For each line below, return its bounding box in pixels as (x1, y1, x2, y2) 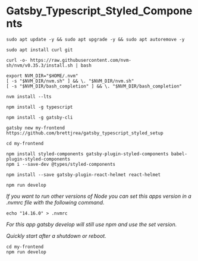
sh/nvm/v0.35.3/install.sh (6, 62, 73, 68)
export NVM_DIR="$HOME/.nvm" (6, 73, 78, 78)
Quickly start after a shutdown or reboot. (6, 232, 106, 239)
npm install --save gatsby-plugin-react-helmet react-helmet (6, 171, 161, 178)
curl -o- (6, 57, 28, 63)
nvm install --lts (6, 93, 52, 99)
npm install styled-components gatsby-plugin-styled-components (6, 150, 169, 157)
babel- (171, 150, 187, 157)
